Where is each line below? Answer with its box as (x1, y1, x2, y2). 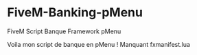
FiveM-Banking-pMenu (7, 5, 143, 20)
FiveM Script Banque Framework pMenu (7, 27, 121, 35)
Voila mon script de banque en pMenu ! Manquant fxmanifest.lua (7, 40, 191, 48)
